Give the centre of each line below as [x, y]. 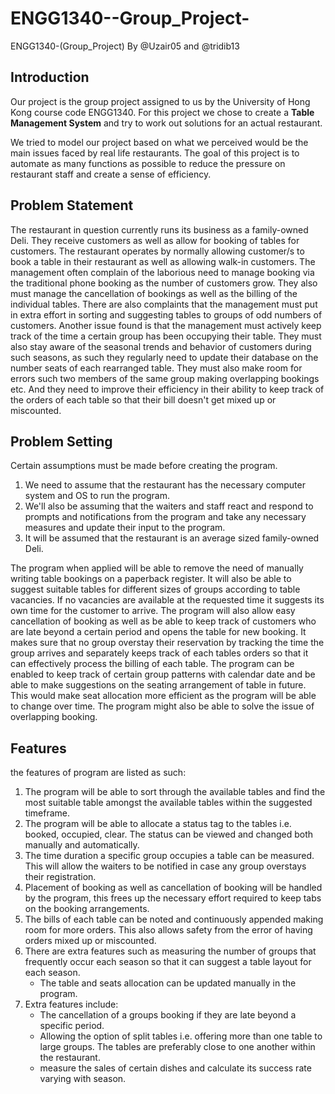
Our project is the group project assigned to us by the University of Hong [160, 101]
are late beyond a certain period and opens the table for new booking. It [158, 632]
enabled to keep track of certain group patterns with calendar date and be [163, 674]
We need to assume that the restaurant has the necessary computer [165, 485]
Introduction [50, 77]
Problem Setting [61, 441]
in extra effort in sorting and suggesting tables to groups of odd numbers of [166, 314]
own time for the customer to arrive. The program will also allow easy [153, 611]
